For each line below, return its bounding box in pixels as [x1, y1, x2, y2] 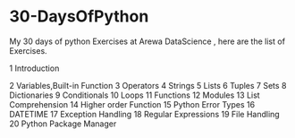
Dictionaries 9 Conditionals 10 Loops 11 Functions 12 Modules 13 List [9, 90, 261, 100]
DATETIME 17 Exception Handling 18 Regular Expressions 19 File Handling [9, 108, 280, 119]
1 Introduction [9, 63, 60, 73]
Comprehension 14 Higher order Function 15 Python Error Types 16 [9, 99, 256, 109]
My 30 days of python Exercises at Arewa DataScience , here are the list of [9, 36, 286, 47]
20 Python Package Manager [9, 118, 117, 129]
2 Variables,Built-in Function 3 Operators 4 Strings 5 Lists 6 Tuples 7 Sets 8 [9, 80, 287, 91]
